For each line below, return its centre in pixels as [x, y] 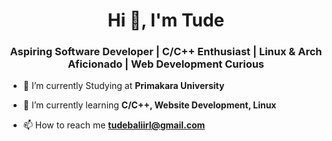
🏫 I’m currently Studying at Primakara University [123, 86]
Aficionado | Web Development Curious [166, 64]
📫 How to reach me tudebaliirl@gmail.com [114, 125]
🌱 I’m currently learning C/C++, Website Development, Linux [149, 105]
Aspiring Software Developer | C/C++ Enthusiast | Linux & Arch [166, 52]
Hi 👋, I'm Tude [166, 20]
